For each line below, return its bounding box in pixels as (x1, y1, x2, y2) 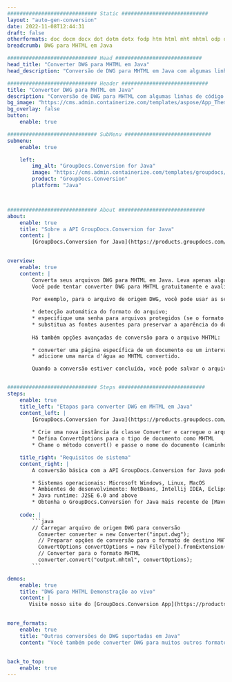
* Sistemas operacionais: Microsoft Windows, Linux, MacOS (32, 479, 206, 487)
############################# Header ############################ (7, 80, 209, 87)
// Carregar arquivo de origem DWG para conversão (32, 524, 181, 532)
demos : (7, 575, 26, 582)
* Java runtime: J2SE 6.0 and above (32, 492, 137, 499)
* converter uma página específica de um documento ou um (32, 347, 202, 353)
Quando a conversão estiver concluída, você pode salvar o (32, 365, 206, 373)
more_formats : (7, 620, 48, 627)
